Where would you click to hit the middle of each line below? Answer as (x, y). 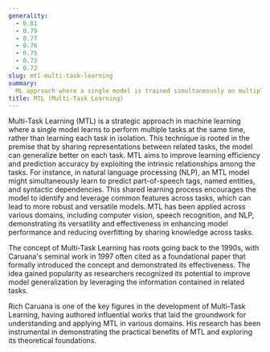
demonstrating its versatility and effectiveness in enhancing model (119, 224)
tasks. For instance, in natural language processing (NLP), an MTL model (129, 172)
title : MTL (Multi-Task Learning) (66, 98)
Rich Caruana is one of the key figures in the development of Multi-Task (127, 306)
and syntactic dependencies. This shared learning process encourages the (133, 189)
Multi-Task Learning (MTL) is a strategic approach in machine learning (125, 121)
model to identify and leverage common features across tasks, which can (130, 198)
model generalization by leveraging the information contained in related (127, 282)
